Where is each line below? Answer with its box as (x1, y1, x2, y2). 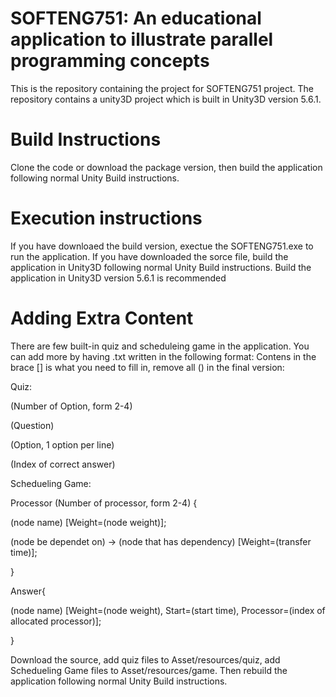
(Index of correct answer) (10, 458, 116, 470)
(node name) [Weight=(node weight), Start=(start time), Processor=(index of (10, 604, 326, 616)
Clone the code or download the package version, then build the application (10, 161, 323, 173)
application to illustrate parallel (10, 28, 274, 51)
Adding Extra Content (10, 307, 194, 329)
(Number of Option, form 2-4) (10, 400, 133, 412)
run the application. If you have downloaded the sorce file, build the (10, 250, 289, 262)
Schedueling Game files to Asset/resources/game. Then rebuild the (10, 664, 288, 676)
